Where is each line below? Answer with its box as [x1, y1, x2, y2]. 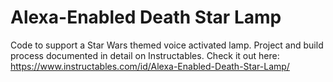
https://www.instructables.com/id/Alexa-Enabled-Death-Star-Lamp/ [10, 60, 290, 72]
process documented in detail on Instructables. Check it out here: [10, 49, 280, 61]
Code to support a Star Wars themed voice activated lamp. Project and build [10, 39, 324, 51]
